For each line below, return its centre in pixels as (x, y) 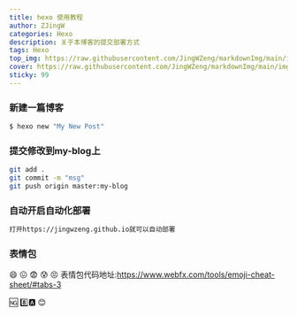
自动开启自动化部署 (50, 211)
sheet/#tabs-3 (35, 285)
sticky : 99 (29, 75)
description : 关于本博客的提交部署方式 (74, 42)
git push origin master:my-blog (69, 186)
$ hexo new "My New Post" (57, 127)
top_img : (25, 58)
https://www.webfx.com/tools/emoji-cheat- (196, 274)
